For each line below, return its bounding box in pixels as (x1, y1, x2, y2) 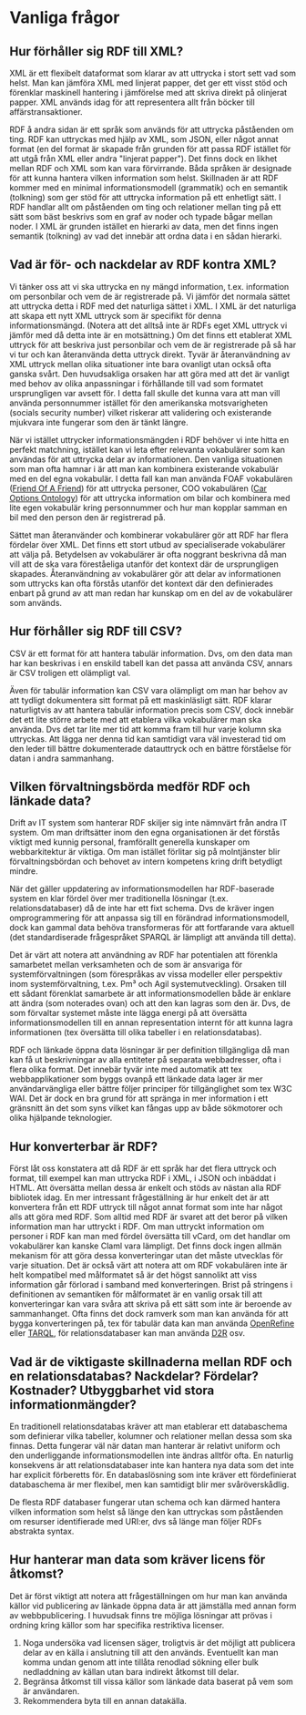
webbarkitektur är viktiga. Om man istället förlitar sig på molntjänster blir (9, 847, 280, 857)
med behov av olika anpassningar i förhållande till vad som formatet (9, 377, 264, 389)
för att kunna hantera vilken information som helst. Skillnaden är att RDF (9, 172, 280, 183)
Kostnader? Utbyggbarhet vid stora (9, 1382, 215, 1398)
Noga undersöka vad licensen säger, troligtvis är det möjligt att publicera (22, 1637, 296, 1648)
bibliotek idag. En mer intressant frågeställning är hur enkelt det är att (9, 1192, 270, 1203)
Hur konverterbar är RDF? (9, 1138, 158, 1155)
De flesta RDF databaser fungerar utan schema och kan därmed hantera (9, 1497, 280, 1508)
